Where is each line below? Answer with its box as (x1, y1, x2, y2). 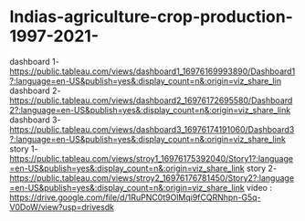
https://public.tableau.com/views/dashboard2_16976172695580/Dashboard (9, 94, 293, 106)
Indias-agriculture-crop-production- (9, 6, 294, 27)
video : (246, 182, 272, 193)
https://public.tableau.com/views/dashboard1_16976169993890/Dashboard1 (9, 66, 296, 77)
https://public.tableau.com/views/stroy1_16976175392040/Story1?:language (9, 153, 294, 163)
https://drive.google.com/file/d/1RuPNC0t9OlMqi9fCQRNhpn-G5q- (9, 192, 262, 203)
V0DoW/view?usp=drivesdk (9, 201, 115, 212)
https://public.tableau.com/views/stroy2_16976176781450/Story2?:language (9, 172, 295, 184)
